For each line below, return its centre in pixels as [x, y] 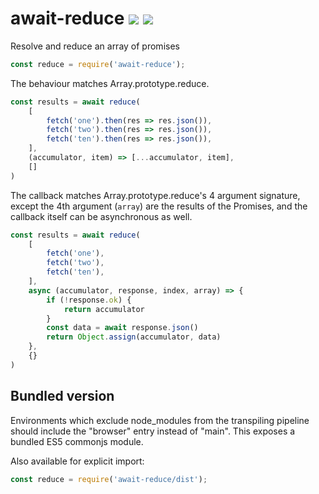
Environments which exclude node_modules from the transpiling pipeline [160, 420]
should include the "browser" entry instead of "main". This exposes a [153, 431]
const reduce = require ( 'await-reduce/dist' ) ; [109, 479]
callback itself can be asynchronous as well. [101, 216]
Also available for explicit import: [77, 461]
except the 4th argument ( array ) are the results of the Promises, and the [159, 206]
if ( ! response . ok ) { [89, 300]
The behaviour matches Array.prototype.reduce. [110, 83]
